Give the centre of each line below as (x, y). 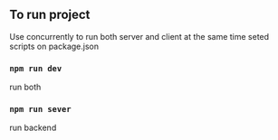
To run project (50, 15)
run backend (33, 128)
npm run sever (40, 109)
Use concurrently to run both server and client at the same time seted (139, 36)
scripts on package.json (54, 46)
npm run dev (36, 68)
